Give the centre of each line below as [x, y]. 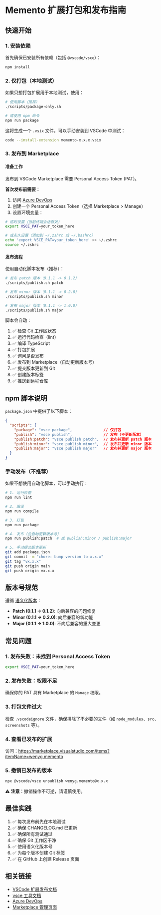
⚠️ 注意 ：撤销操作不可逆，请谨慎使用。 [45, 791]
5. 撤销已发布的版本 [29, 770]
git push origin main [28, 566]
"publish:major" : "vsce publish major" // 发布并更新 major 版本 [83, 449]
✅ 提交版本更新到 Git [34, 368]
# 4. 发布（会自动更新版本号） [33, 534]
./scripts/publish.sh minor [34, 296]
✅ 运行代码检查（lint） [35, 337]
